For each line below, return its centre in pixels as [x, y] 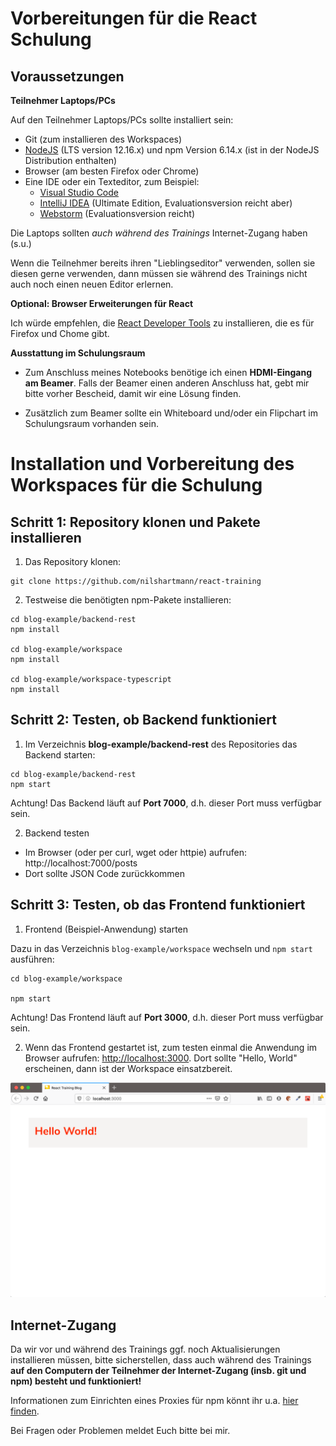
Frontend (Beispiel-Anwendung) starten [106, 929]
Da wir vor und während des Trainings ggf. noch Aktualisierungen [145, 1349]
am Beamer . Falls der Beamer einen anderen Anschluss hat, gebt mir [167, 383]
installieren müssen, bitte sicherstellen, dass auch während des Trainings [161, 1359]
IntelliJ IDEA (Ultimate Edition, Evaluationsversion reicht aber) [166, 203]
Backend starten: [60, 754]
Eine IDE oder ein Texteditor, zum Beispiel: [112, 181]
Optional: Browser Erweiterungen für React [102, 303]
